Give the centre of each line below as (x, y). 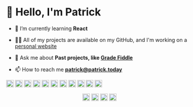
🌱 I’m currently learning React (51, 28)
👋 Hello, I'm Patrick (54, 12)
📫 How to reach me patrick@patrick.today (68, 69)
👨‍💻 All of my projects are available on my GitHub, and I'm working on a (101, 40)
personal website (36, 46)
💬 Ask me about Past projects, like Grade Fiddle (74, 57)
